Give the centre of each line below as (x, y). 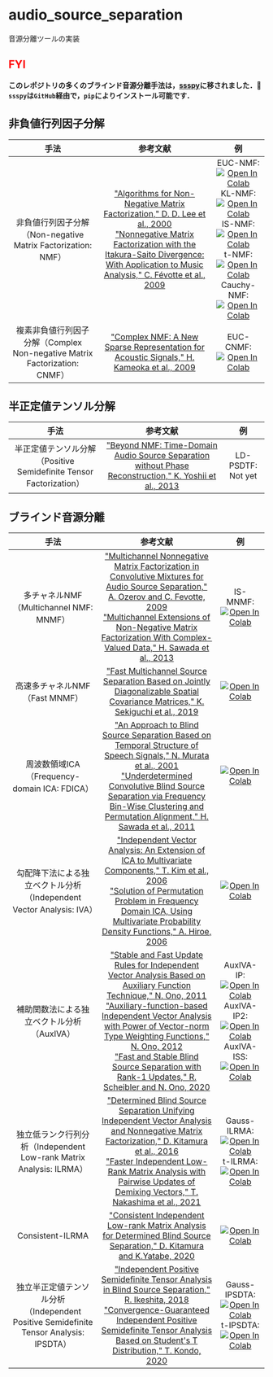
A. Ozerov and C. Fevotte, (157, 597)
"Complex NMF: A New (155, 337)
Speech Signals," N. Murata (157, 756)
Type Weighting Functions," (157, 1037)
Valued (118, 648)
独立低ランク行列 (49, 1134)
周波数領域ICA (53, 764)
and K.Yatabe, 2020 (156, 1257)
